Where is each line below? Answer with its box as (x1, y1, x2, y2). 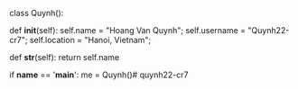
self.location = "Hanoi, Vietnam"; (29, 35, 152, 45)
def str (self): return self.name (9, 52, 120, 62)
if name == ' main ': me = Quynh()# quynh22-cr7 (9, 69, 189, 80)
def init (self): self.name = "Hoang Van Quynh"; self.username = (9, 25, 247, 35)
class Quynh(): (9, 8, 64, 18)
